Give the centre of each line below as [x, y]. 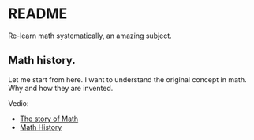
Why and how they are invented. [61, 88]
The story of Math [49, 119]
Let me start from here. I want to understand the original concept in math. [127, 79]
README [38, 14]
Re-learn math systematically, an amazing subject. [90, 36]
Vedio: [19, 103]
